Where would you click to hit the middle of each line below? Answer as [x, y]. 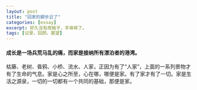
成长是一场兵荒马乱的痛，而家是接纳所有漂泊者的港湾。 [73, 53]
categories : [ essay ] [31, 22]
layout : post [22, 11]
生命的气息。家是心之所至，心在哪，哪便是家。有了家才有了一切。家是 [101, 74]
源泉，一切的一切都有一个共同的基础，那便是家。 [76, 81]
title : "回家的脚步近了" [33, 17]
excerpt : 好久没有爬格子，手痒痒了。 [46, 28]
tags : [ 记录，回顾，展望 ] [34, 33]
